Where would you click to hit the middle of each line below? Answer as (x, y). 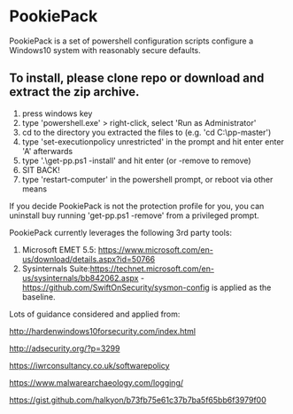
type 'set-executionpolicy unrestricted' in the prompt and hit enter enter (153, 141)
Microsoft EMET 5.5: (59, 249)
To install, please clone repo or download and (137, 78)
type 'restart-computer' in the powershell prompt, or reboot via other (147, 179)
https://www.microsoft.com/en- (156, 249)
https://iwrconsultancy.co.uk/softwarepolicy (89, 365)
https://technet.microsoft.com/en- (152, 269)
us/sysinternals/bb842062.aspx (80, 277)
